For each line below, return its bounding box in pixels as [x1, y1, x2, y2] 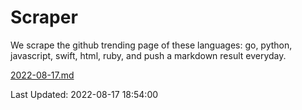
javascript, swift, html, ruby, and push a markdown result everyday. [10, 49, 287, 61]
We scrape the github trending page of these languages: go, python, [10, 39, 293, 51]
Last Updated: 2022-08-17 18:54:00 [10, 88, 159, 100]
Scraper [10, 6, 78, 29]
